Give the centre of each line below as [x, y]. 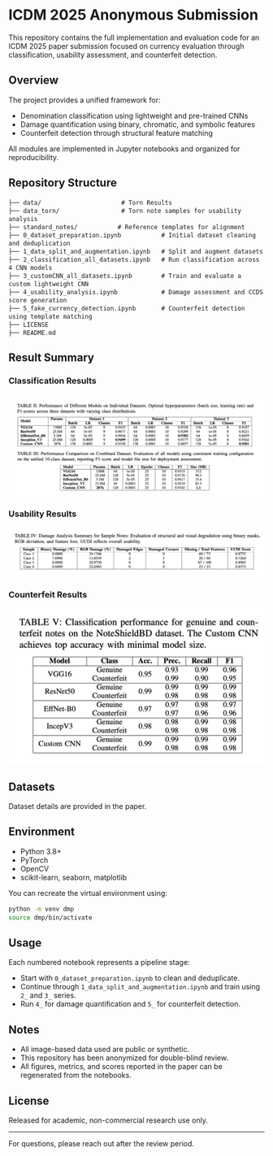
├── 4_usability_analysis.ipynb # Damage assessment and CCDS [136, 292]
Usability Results [43, 514]
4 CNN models [30, 267]
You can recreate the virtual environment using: [88, 893]
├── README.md [32, 332]
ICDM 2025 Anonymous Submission [133, 15]
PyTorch [34, 860]
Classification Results [53, 380]
